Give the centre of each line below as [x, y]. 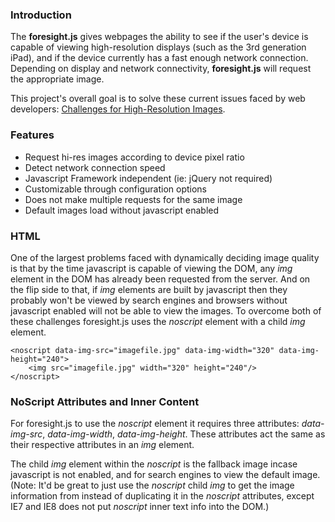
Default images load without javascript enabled [122, 210]
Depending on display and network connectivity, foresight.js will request [161, 69]
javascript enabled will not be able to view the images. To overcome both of [166, 310]
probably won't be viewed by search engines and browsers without [149, 300]
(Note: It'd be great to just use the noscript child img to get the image [152, 485]
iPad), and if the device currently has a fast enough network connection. [159, 58]
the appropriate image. [57, 79]
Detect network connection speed [95, 167]
